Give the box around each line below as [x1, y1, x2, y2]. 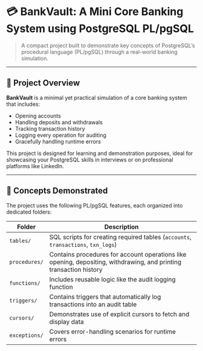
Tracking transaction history [14, 125, 86, 132]
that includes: [6, 100, 40, 108]
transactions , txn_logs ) [49, 240, 117, 249]
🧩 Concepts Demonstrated [6, 186, 108, 196]
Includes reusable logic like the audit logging [49, 275, 176, 283]
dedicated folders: [6, 208, 52, 215]
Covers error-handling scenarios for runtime [49, 327, 176, 336]
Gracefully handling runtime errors [14, 137, 101, 145]
